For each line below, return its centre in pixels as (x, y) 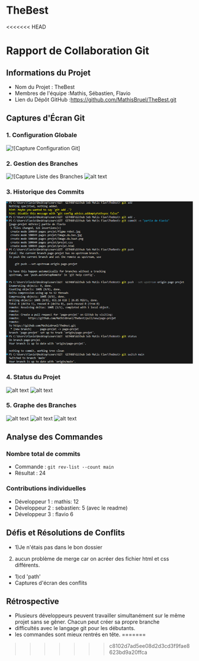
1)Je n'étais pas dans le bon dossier (58, 547)
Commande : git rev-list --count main (64, 467)
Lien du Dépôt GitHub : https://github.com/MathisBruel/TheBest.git (95, 99)
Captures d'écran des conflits (51, 583)
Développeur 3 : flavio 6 (44, 514)
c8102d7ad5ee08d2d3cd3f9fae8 (150, 646)
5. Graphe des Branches (41, 406)
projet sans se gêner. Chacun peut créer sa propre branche (87, 622)
